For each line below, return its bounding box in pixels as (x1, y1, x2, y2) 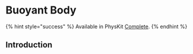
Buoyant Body (5, 4, 77, 17)
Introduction (5, 40, 53, 50)
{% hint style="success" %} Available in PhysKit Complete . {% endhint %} (5, 23, 188, 30)
